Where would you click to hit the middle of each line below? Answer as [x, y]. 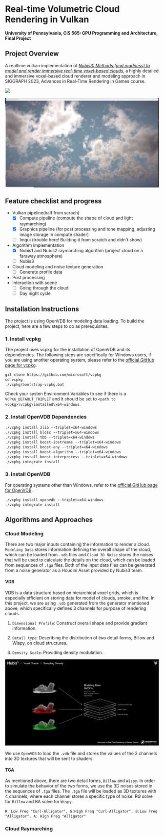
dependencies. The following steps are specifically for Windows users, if [78, 355]
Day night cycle [35, 293]
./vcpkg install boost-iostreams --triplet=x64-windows [63, 443]
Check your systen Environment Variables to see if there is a [66, 394]
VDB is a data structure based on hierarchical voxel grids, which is [72, 593]
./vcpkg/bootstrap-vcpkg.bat [35, 385]
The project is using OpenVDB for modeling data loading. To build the [75, 321]
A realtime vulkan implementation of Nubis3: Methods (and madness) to [78, 65]
